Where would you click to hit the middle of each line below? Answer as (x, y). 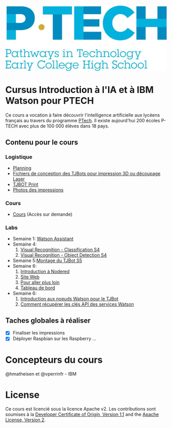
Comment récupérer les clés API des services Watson (77, 304)
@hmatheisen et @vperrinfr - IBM (41, 374)
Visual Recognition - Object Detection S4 (63, 255)
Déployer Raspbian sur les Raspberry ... (55, 339)
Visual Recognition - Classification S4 (60, 250)
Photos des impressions (38, 190)
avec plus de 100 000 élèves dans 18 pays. (64, 126)
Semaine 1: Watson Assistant (43, 239)
